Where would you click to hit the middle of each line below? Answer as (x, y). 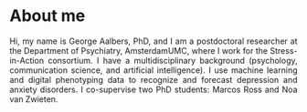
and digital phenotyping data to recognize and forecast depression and (153, 79)
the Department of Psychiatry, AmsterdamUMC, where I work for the (138, 50)
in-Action (26, 60)
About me (48, 16)
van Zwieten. (34, 99)
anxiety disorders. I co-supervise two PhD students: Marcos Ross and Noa (153, 89)
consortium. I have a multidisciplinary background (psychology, (173, 60)
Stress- (284, 50)
